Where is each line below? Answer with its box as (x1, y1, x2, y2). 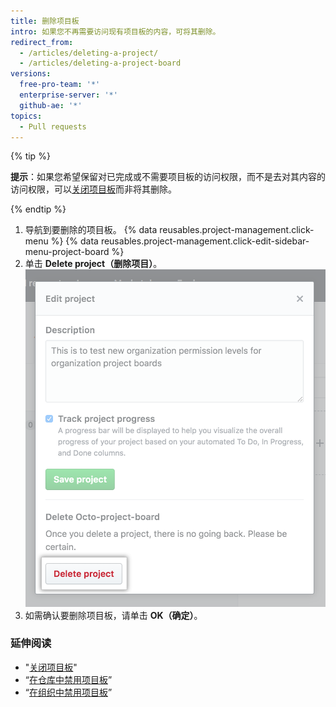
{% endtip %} (10, 203, 67, 215)
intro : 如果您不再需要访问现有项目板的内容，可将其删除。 (10, 26, 221, 37)
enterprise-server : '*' (19, 90, 118, 100)
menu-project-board (24, 246, 110, 258)
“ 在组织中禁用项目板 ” (24, 686, 113, 698)
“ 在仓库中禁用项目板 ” (24, 673, 113, 685)
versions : (10, 69, 52, 79)
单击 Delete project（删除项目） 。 (24, 258, 163, 270)
